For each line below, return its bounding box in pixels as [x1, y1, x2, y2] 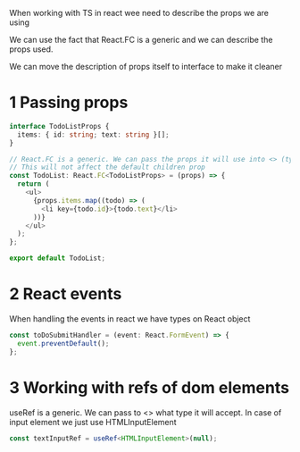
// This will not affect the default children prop [9, 163, 205, 172]
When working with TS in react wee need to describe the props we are [9, 8, 270, 18]
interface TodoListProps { [9, 121, 110, 130]
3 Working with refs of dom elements [9, 377, 290, 398]
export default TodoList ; [9, 254, 105, 263]
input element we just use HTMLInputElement [9, 416, 177, 427]
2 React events [9, 284, 122, 305]
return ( [17, 180, 50, 188]
